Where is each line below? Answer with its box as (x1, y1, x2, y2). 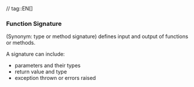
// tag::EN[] (6, 5, 34, 12)
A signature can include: (6, 51, 65, 58)
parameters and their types (14, 62, 81, 69)
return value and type (14, 68, 68, 75)
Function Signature (6, 19, 62, 28)
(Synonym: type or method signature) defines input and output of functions (6, 33, 189, 40)
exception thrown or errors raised (14, 75, 96, 82)
